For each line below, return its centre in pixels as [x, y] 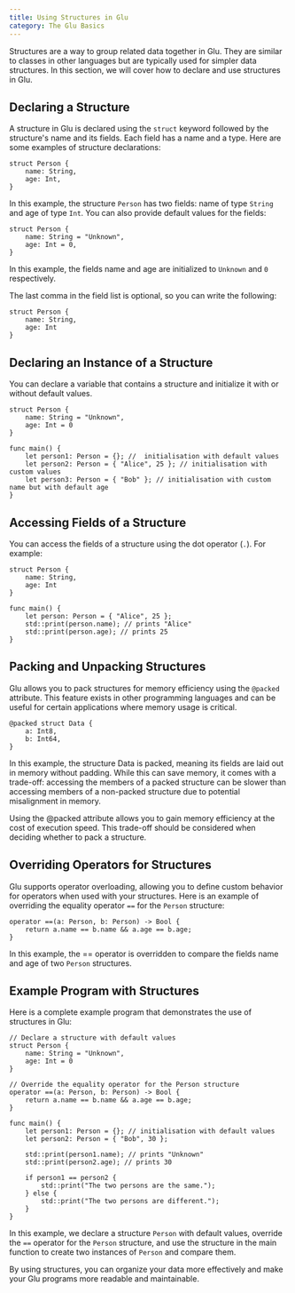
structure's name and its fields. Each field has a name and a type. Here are [145, 138]
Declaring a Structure [70, 107]
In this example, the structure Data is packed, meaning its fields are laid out [146, 763]
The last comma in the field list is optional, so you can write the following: [143, 296]
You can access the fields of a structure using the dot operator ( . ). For [138, 544]
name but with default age [59, 488]
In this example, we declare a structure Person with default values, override [146, 1233]
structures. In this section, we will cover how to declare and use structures [145, 70]
